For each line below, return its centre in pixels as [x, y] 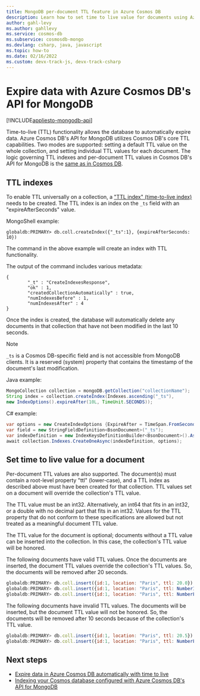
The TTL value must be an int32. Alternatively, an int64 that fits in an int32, [98, 505]
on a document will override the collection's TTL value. [74, 493]
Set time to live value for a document [75, 460]
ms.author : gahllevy [32, 28]
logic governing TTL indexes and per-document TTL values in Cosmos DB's [99, 157]
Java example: [24, 380]
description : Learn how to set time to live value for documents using [97, 17]
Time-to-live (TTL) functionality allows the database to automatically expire [99, 132]
